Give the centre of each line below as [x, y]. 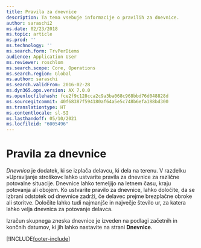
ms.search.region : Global [39, 74]
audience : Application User [42, 57]
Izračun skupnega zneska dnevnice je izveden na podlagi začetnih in [92, 221]
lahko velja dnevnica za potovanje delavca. [59, 209]
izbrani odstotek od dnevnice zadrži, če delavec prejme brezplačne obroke [99, 196]
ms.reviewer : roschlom [35, 62]
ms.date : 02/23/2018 [32, 29]
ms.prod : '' [21, 40]
